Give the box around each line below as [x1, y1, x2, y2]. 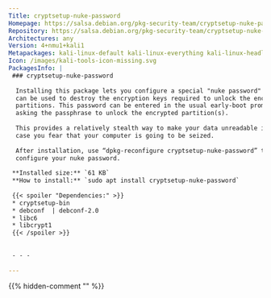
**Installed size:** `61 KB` [11, 169, 110, 177]
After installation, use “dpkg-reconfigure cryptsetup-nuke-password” [15, 147, 258, 155]
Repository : [8, 27, 48, 35]
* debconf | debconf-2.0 [11, 206, 99, 214]
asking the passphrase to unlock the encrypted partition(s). [15, 110, 229, 118]
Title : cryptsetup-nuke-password [8, 11, 121, 20]
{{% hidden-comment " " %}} [8, 281, 105, 291]
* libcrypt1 [11, 221, 52, 230]
